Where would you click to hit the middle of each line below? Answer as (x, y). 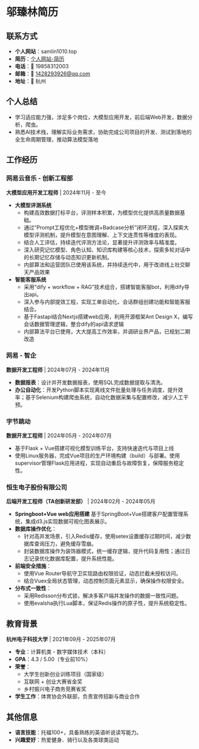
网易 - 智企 (21, 355)
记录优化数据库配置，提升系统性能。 (73, 559)
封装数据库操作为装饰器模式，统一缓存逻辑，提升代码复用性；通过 (104, 551)
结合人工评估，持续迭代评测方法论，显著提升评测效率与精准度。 (102, 242)
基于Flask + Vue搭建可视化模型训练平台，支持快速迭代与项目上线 (94, 448)
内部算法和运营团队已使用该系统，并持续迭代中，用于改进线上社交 (104, 265)
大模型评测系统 (33, 205)
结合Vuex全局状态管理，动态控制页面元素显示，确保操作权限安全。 (105, 581)
